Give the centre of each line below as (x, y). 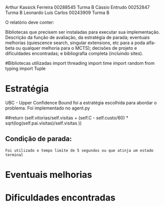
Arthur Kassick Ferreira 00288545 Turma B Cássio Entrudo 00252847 (77, 7)
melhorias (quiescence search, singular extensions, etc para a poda (75, 43)
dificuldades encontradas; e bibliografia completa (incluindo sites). (74, 53)
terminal (14, 155)
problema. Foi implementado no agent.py (48, 108)
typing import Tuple (26, 68)
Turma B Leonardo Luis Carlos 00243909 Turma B (57, 13)
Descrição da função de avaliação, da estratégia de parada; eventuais (77, 37)
